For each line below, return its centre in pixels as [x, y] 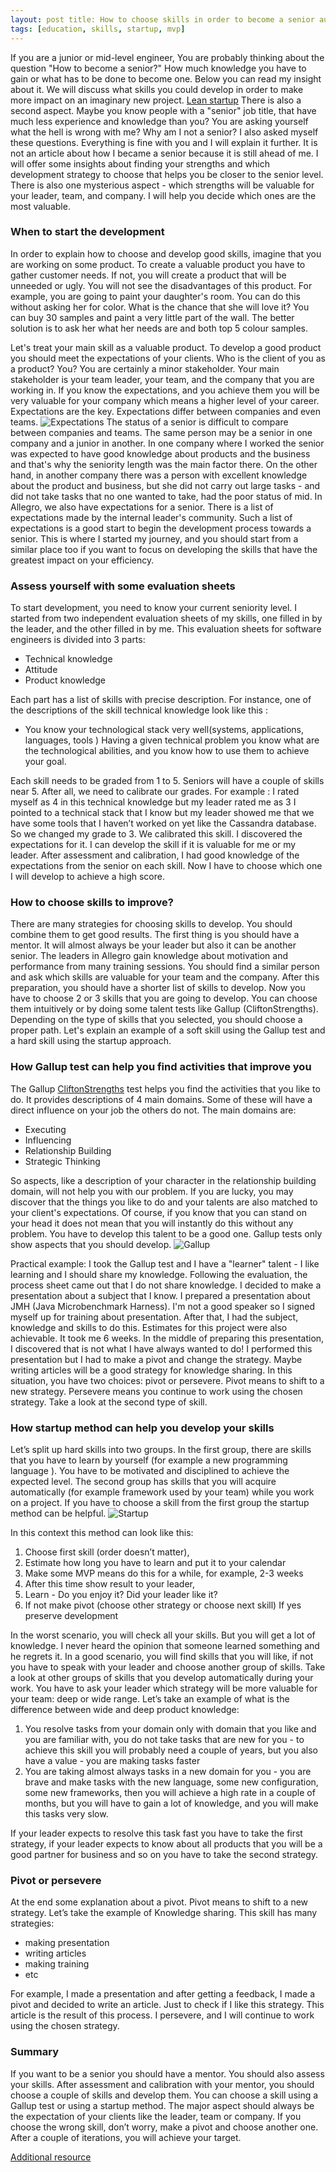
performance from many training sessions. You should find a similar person [165, 967]
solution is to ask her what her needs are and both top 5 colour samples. [159, 328]
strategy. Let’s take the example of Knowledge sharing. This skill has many [164, 1913]
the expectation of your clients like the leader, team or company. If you [156, 2116]
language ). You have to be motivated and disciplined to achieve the [150, 1470]
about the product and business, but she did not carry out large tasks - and [165, 485]
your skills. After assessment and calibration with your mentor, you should [162, 2084]
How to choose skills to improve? [92, 903]
